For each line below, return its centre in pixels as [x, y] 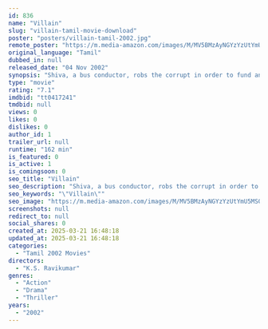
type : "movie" [32, 82]
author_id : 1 [30, 134]
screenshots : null [39, 208]
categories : [28, 246]
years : [19, 305]
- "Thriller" [37, 298]
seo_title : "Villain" [44, 179]
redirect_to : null [39, 216]
